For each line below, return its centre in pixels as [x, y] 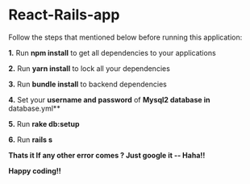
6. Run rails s [31, 140]
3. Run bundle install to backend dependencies [87, 84]
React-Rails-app [64, 15]
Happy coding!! [35, 170]
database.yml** [34, 108]
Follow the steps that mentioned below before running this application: [125, 37]
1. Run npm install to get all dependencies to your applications [112, 52]
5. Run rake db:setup [44, 123]
